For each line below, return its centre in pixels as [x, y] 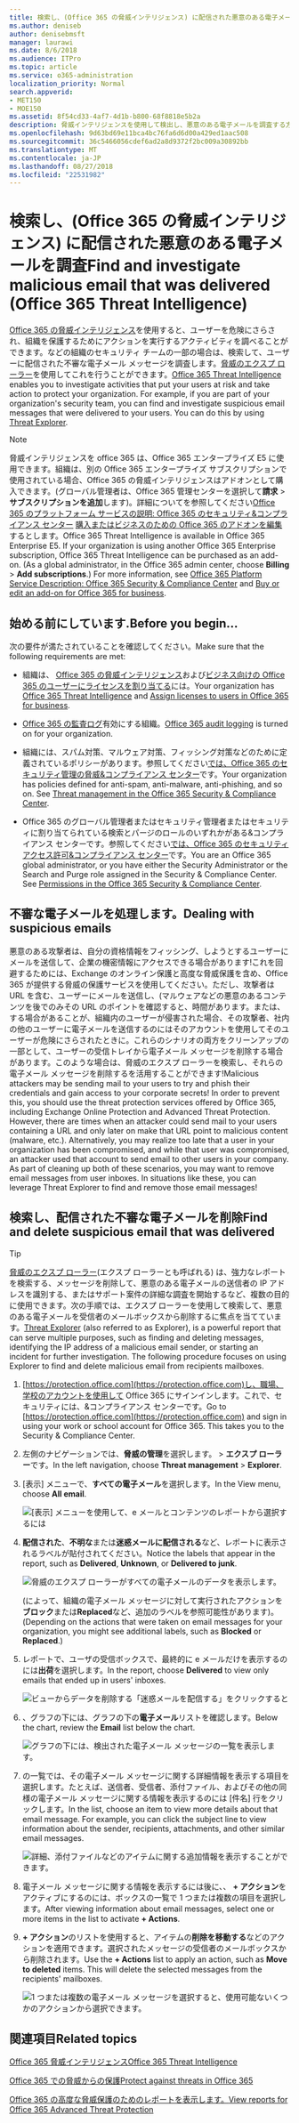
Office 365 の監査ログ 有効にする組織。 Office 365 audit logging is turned [155, 723]
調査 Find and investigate [149, 266]
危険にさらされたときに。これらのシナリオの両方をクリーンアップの [164, 1040]
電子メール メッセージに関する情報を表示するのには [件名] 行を [153, 1797]
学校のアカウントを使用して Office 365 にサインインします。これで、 [148, 1395]
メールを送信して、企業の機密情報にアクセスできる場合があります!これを [142, 962]
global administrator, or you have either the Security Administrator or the [155, 865]
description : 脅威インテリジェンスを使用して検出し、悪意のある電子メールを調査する [148, 125]
